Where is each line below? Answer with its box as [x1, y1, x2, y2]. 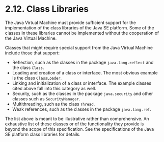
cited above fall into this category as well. [12, 85, 97, 91]
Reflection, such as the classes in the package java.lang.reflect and [12, 59, 154, 65]
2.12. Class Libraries [5, 3, 89, 15]
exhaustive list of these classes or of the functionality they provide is [5, 121, 144, 127]
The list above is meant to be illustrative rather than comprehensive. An [5, 116, 149, 121]
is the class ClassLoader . [12, 75, 62, 81]
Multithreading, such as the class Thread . [12, 101, 95, 107]
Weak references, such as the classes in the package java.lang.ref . [12, 106, 151, 112]
